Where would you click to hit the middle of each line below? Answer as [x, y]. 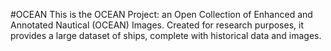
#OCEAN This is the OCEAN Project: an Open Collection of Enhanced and [161, 14]
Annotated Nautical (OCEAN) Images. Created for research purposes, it [157, 25]
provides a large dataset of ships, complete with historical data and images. [166, 35]
